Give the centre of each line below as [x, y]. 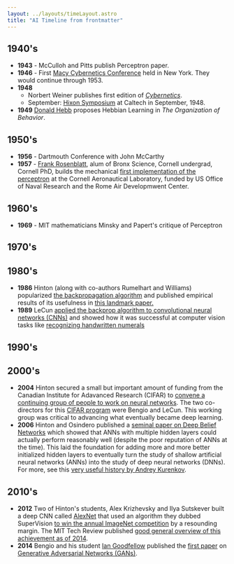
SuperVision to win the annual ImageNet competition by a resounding [117, 523]
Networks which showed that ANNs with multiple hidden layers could [117, 432]
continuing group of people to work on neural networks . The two [110, 403]
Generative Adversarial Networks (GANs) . [77, 553]
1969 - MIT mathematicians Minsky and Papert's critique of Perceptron [120, 225]
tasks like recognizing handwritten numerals [81, 325]
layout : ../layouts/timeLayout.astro [62, 14]
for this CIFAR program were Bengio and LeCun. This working [133, 410]
